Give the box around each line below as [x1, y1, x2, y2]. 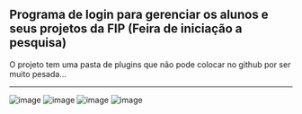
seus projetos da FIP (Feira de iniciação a [9, 22, 243, 37]
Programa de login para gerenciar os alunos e [9, 7, 269, 22]
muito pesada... [9, 68, 67, 79]
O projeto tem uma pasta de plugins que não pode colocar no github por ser [9, 58, 291, 70]
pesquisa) [9, 35, 67, 50]
